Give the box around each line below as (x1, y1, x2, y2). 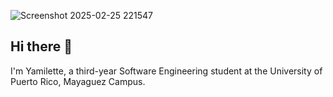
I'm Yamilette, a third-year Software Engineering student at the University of (10, 65, 323, 77)
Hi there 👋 (10, 38, 73, 55)
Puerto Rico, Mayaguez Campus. (10, 75, 146, 87)
